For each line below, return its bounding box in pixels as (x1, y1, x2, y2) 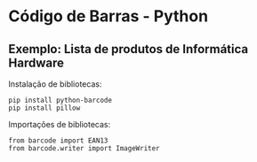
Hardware (8, 55, 64, 70)
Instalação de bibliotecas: (8, 79, 102, 89)
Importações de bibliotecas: (8, 120, 111, 129)
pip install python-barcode (8, 96, 113, 104)
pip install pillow (8, 104, 81, 112)
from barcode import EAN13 (8, 136, 108, 145)
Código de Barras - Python (8, 6, 209, 27)
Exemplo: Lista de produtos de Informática (8, 42, 249, 57)
